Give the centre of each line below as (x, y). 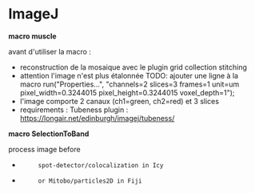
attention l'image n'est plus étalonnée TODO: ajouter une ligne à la (129, 75)
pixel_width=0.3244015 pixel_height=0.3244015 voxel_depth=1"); (127, 92)
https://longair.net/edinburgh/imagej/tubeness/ (97, 118)
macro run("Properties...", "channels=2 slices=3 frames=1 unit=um (129, 84)
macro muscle (33, 36)
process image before (45, 149)
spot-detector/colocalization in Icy (101, 165)
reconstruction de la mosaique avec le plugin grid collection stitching (133, 67)
